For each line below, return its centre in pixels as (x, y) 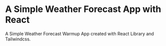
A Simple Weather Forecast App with (83, 9)
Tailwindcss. (18, 39)
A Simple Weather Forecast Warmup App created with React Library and (79, 33)
